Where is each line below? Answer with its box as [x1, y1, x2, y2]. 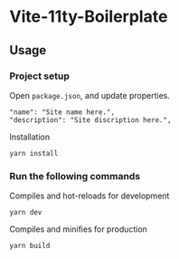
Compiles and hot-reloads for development [9, 190, 170, 201]
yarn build [9, 242, 51, 251]
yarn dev [9, 208, 42, 217]
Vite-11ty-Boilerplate [9, 6, 168, 27]
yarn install [9, 149, 59, 158]
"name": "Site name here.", [9, 107, 116, 117]
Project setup [9, 70, 70, 82]
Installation [9, 131, 51, 142]
